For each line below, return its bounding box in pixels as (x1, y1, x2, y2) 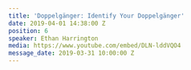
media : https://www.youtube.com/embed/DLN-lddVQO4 (8, 42, 181, 50)
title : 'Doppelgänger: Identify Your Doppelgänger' (8, 11, 185, 20)
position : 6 (8, 27, 48, 35)
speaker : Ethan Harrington (8, 34, 99, 43)
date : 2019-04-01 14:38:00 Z (8, 19, 106, 27)
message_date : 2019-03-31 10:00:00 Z (8, 49, 135, 57)
